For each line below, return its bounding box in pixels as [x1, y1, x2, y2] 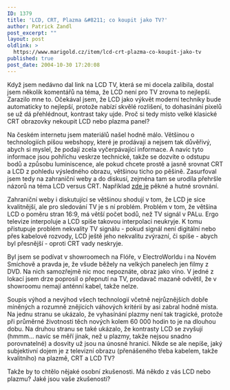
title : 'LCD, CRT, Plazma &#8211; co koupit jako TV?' [7, 17, 168, 23]
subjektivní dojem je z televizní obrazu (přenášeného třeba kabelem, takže [7, 347, 218, 355]
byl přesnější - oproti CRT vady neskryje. [7, 239, 123, 247]
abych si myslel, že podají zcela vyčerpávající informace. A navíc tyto [7, 145, 204, 153]
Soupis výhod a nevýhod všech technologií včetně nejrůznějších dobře [7, 295, 209, 304]
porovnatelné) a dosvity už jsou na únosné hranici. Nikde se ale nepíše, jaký [7, 339, 222, 347]
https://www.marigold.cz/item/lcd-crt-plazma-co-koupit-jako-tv [13, 49, 202, 56]
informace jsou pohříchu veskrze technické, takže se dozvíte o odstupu [7, 153, 210, 161]
